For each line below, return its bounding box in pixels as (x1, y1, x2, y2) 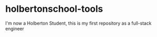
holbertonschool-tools (5, 3, 103, 15)
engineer (5, 25, 25, 31)
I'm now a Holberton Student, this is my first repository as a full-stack (5, 20, 152, 26)
